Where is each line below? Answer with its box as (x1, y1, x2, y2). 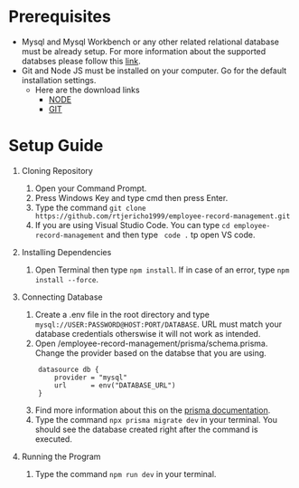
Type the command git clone (34, 202, 146, 213)
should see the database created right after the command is (34, 424, 258, 435)
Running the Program (21, 451, 101, 462)
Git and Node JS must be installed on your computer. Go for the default (21, 65, 287, 76)
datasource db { (38, 365, 99, 374)
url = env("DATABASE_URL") (54, 380, 176, 390)
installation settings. (21, 74, 97, 85)
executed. (34, 433, 73, 445)
